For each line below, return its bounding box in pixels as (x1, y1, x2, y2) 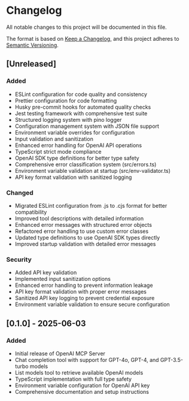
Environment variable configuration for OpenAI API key (14, 382, 150, 389)
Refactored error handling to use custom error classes (14, 228, 149, 235)
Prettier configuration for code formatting (14, 97, 117, 104)
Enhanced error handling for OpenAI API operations (14, 142, 142, 149)
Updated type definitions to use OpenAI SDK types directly (14, 234, 160, 241)
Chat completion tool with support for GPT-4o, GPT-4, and (14, 356, 160, 363)
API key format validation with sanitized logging (14, 173, 132, 181)
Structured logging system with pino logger (14, 116, 122, 123)
